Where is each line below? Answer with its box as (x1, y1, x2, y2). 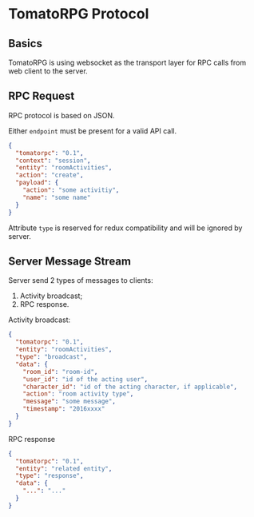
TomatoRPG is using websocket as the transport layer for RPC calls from (8, 58, 246, 67)
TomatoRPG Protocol (8, 5, 149, 23)
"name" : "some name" (22, 193, 91, 201)
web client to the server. (8, 66, 88, 76)
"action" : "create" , (15, 171, 84, 180)
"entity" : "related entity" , (15, 464, 113, 472)
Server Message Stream (8, 254, 132, 268)
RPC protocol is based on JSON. (8, 110, 115, 120)
